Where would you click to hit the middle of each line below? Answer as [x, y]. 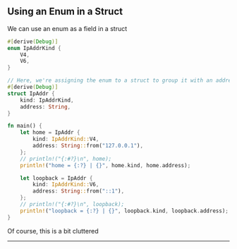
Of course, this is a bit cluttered [53, 231]
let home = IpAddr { [50, 133]
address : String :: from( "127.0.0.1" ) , [88, 146]
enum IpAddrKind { [34, 48]
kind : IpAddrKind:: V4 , [66, 139]
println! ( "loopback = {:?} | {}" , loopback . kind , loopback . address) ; [124, 211]
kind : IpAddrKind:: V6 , [66, 185]
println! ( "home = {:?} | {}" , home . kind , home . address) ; [105, 165]
